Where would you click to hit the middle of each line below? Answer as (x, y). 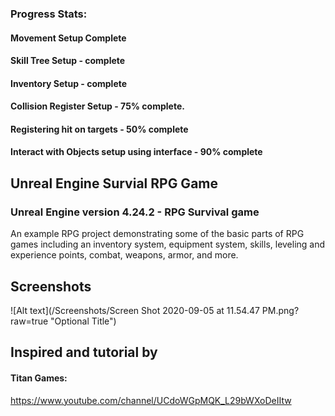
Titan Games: (39, 378)
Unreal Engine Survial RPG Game (114, 183)
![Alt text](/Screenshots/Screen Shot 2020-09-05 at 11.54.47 (135, 310)
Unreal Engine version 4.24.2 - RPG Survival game (135, 212)
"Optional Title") (83, 321)
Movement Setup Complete (68, 38)
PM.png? (280, 310)
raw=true (29, 321)
